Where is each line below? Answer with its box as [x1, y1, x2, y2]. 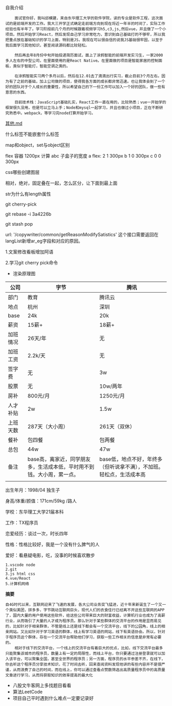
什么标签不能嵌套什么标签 [5, 131, 59, 137]
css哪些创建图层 [5, 169, 40, 175]
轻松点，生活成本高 [99, 471, 146, 478]
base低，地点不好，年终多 [99, 456, 163, 462]
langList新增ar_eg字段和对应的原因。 [5, 238, 83, 244]
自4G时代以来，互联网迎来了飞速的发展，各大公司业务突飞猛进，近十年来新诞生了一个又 [5, 602, 162, 607]
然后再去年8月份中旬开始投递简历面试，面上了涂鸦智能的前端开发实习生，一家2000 [14, 53, 163, 58]
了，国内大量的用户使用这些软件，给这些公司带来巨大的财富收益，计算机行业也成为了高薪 [5, 613, 165, 618]
